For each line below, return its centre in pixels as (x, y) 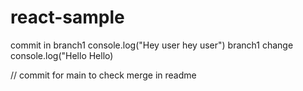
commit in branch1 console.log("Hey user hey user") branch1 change (152, 45)
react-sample (67, 17)
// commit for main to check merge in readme (103, 75)
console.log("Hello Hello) (62, 55)
